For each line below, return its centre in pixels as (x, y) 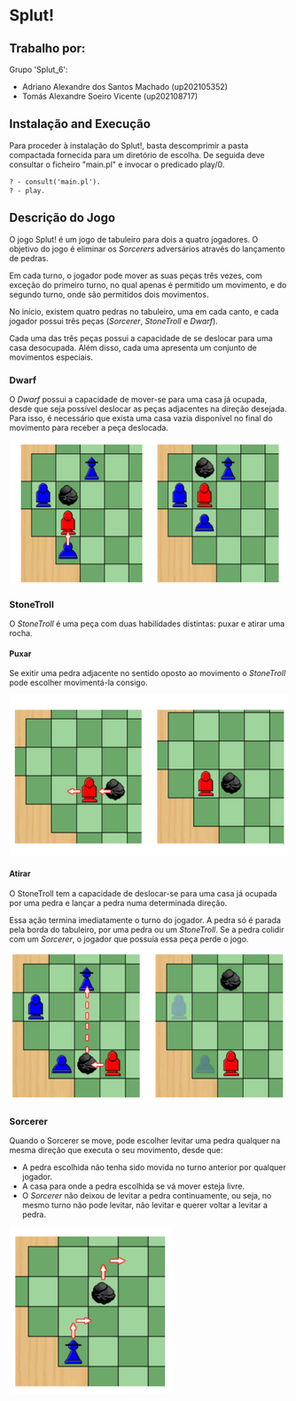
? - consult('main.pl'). (55, 182)
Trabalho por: (47, 48)
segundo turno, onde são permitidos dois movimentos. (109, 294)
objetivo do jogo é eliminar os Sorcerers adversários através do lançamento (147, 249)
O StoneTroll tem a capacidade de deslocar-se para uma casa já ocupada (143, 893)
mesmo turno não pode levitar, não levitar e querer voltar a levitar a (145, 1205)
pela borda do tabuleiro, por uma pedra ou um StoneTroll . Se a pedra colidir (147, 929)
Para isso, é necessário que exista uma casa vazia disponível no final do (141, 418)
